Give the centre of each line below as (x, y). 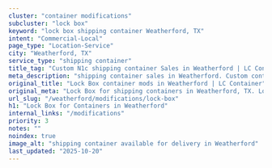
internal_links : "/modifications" (67, 114)
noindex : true (32, 136)
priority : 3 (28, 121)
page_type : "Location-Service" (61, 46)
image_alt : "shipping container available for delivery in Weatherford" (134, 143)
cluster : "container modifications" (70, 16)
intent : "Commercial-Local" (56, 38)
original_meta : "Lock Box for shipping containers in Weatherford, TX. (132, 91)
